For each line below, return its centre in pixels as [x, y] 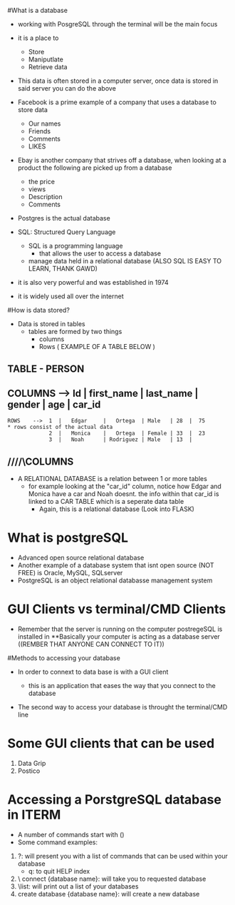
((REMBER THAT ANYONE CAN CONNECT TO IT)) [91, 644]
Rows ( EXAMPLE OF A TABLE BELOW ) [97, 347]
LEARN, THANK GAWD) [63, 268]
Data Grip [32, 763]
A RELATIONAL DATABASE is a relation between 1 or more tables [113, 479]
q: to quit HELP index [59, 871]
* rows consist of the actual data [60, 428]
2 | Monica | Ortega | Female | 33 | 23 [127, 434]
